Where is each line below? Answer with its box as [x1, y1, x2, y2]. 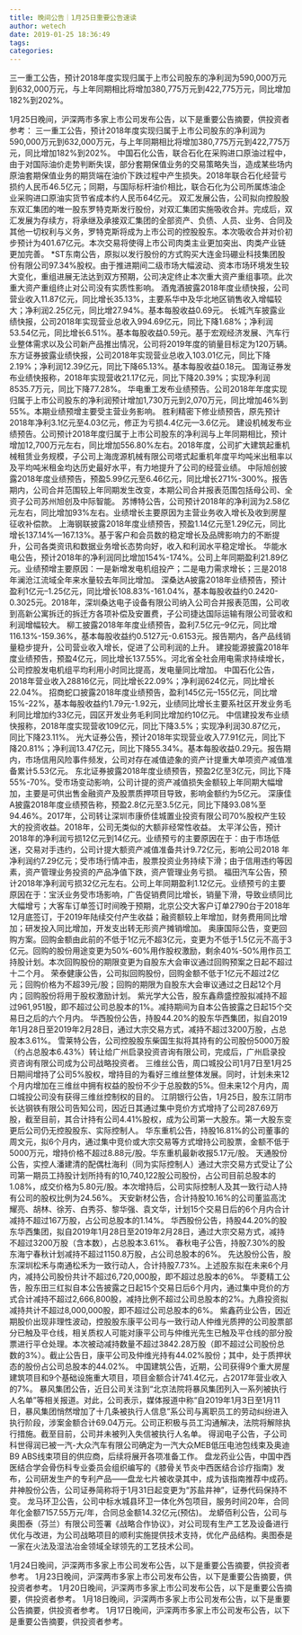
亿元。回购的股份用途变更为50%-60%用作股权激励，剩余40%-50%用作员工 [9, 946, 292, 956]
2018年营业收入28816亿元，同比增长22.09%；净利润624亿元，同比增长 [9, 676, 276, 687]
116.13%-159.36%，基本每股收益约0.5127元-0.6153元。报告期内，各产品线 [9, 631, 283, 642]
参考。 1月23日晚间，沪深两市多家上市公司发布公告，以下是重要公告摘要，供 [9, 1571, 292, 1582]
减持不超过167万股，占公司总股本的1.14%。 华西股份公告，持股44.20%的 [9, 1215, 280, 1226]
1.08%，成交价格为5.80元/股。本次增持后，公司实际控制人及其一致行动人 [9, 1181, 280, 1192]
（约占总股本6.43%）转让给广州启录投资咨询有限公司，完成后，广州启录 [9, 1046, 279, 1057]
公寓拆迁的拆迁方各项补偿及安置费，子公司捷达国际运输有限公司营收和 [32, 609, 293, 619]
